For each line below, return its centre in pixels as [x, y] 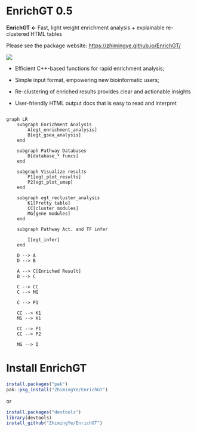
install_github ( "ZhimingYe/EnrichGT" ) [54, 423]
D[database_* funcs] [53, 156]
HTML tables [47, 34]
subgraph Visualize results [52, 172]
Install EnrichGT [47, 368]
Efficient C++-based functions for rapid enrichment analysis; [90, 68]
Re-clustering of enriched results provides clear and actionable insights [103, 92]
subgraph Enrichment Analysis [55, 124]
